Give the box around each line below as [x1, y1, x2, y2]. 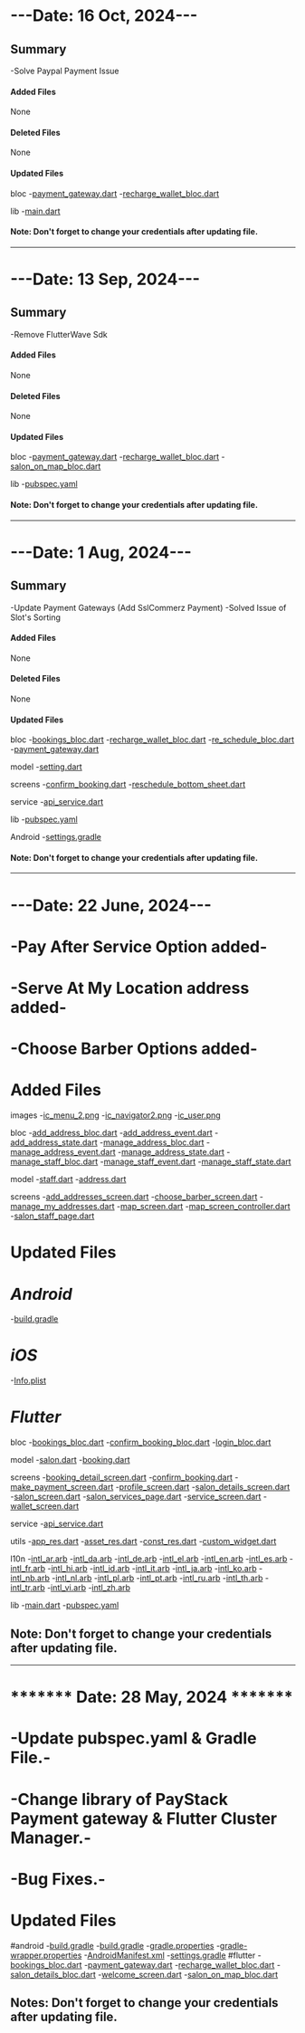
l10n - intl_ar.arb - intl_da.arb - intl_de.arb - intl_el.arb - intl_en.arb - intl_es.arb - [10, 1553, 293, 1564]
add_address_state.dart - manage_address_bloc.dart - [10, 1137, 211, 1148]
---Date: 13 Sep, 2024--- [10, 269, 200, 290]
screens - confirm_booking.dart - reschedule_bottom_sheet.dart [10, 779, 246, 790]
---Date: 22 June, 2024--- [10, 895, 212, 915]
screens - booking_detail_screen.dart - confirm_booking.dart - [10, 1472, 239, 1483]
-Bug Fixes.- [10, 1868, 106, 1889]
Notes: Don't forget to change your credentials [10, 1995, 279, 2010]
